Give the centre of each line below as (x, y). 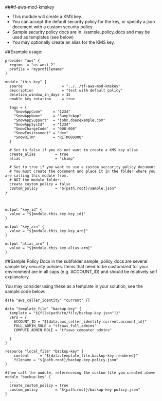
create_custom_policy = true (39, 385)
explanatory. (18, 277)
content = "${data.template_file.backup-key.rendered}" (76, 356)
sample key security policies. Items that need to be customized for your (77, 266)
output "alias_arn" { (27, 244)
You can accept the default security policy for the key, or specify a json (83, 22)
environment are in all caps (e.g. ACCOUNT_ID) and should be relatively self (81, 272)
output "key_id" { (24, 210)
